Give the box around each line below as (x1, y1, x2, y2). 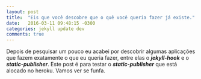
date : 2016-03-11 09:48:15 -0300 (6, 20, 96, 26)
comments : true (6, 31, 45, 37)
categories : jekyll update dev (6, 25, 85, 32)
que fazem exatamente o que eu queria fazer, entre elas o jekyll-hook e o (6, 54, 190, 62)
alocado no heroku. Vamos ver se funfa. (6, 67, 105, 74)
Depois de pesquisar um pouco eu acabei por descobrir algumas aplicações (6, 48, 196, 55)
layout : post (6, 8, 39, 15)
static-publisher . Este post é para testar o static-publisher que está (6, 61, 178, 68)
